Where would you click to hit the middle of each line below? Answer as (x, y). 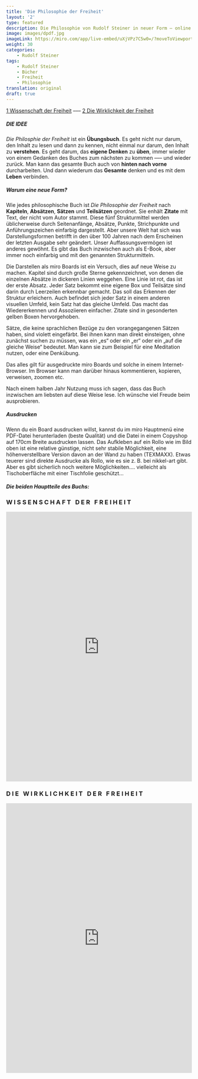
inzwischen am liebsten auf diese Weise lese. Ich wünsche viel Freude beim (98, 394)
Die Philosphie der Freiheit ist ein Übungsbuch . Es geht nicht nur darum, (94, 139)
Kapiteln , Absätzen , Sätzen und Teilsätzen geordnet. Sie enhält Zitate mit (97, 211)
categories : (21, 50)
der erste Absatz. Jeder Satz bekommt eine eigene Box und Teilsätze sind (96, 285)
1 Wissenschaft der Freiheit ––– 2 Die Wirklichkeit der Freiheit (80, 110)
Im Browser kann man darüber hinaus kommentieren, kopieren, (105, 371)
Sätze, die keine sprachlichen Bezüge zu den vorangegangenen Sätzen (93, 328)
